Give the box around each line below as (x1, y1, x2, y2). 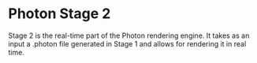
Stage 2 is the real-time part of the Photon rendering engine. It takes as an (8, 31, 250, 40)
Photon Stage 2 (8, 5, 111, 23)
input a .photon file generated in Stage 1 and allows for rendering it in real (8, 39, 247, 48)
